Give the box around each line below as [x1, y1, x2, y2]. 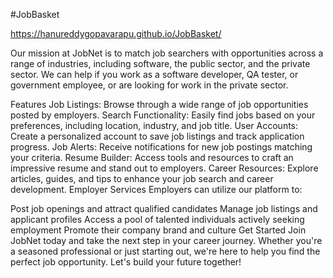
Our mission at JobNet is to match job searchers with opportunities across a [10, 47, 324, 59]
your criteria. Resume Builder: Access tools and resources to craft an [10, 152, 294, 163]
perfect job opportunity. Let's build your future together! [10, 256, 242, 268]
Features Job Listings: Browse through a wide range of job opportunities [10, 99, 309, 110]
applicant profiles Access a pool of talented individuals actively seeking [10, 214, 305, 225]
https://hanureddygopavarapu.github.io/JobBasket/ [10, 28, 222, 39]
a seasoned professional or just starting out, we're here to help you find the [10, 245, 321, 257]
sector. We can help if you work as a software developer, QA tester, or [10, 69, 299, 80]
